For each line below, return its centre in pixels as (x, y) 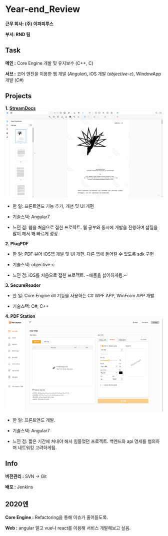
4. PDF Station (20, 316)
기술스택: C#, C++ (30, 306)
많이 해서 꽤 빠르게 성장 (35, 234)
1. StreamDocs (20, 108)
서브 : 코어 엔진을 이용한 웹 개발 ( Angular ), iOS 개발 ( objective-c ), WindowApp (83, 74)
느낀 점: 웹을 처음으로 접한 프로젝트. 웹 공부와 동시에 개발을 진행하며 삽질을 (85, 227)
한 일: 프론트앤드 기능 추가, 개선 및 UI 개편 (53, 206)
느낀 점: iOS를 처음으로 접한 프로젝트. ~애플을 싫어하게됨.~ (69, 275)
